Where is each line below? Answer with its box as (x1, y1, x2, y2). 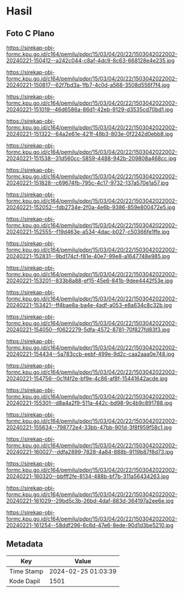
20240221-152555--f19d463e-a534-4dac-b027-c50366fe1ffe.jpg (6, 228, 170, 235)
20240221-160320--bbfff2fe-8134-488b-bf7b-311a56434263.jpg (6, 473, 170, 480)
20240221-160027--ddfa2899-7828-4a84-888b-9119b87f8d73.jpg (6, 449, 173, 455)
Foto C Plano (6, 28, 55, 39)
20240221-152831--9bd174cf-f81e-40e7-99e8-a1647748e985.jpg (6, 253, 170, 259)
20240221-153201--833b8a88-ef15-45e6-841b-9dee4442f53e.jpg (6, 277, 173, 284)
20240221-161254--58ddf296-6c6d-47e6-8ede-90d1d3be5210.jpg (6, 522, 174, 529)
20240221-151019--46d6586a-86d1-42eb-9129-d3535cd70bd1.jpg (6, 106, 173, 113)
